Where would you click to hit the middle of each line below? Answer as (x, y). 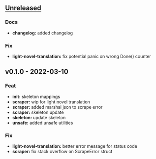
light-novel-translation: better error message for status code (75, 146)
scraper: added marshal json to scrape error (57, 107)
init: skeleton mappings (36, 96)
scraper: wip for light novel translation (51, 102)
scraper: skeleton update (38, 112)
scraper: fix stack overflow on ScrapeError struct (62, 151)
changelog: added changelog (42, 33)
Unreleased (23, 8)
